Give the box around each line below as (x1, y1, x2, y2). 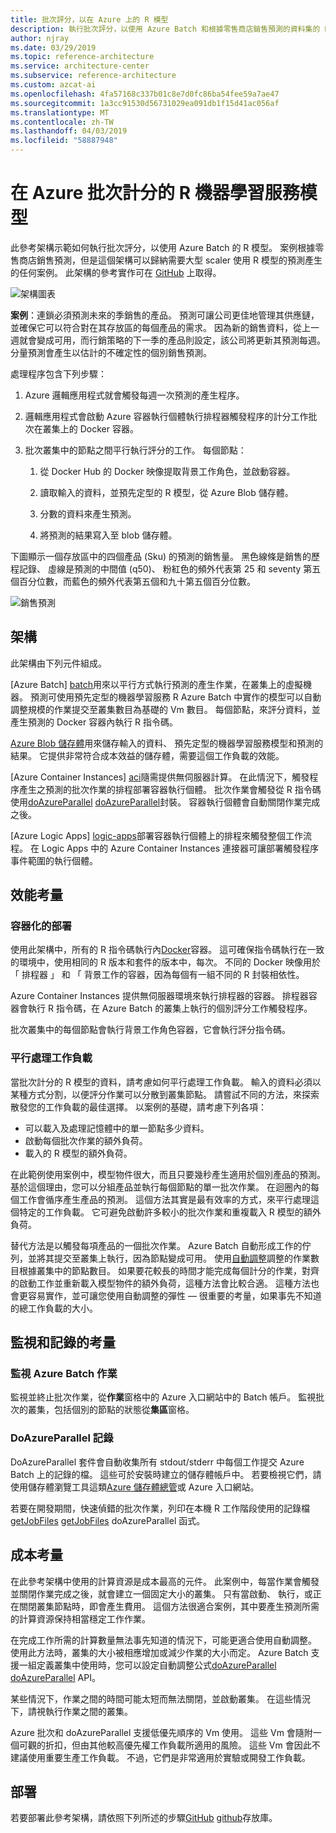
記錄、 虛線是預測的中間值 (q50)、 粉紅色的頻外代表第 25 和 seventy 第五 (18, 562, 322, 575)
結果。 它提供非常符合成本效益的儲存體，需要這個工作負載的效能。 (10, 749, 285, 761)
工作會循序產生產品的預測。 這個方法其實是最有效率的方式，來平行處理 (18, 1193, 311, 1205)
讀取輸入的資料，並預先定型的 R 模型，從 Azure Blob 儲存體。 (39, 486, 294, 498)
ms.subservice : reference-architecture (10, 71, 177, 81)
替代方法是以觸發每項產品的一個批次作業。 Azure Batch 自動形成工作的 (10, 1239, 303, 1251)
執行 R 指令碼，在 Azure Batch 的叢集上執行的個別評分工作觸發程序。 (27, 1002, 313, 1015)
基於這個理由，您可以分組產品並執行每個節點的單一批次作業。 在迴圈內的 (10, 1181, 311, 1193)
